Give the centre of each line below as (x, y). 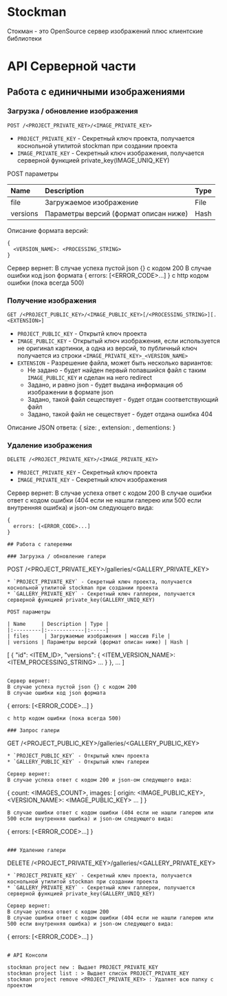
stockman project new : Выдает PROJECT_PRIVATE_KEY (83, 968)
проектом (20, 986)
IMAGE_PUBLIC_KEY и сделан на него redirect (90, 378)
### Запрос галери (33, 731)
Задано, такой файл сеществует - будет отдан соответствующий (123, 400)
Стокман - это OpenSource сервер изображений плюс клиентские (105, 31)
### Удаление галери (37, 851)
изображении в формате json (70, 392)
